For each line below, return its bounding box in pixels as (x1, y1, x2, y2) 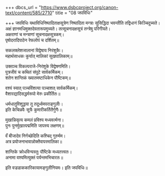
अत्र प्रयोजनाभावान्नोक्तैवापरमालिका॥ (5, 139, 62, 144)
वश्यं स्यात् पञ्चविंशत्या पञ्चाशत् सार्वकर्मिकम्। (5, 85, 78, 91)
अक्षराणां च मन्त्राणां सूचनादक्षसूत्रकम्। (5, 32, 65, 37)
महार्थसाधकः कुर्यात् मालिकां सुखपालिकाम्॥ (5, 53, 73, 59)
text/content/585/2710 (5, 10, 53, 16)
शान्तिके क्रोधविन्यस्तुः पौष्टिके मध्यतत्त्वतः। (5, 149, 73, 155)
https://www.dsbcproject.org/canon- (40, 5, 119, 10)
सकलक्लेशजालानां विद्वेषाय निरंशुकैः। (5, 47, 64, 53)
